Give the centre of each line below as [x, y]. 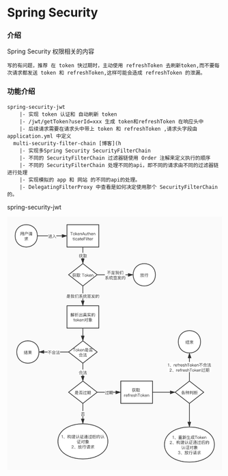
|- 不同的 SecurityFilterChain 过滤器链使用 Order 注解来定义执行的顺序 [115, 158]
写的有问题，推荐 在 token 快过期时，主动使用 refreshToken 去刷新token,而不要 [111, 66]
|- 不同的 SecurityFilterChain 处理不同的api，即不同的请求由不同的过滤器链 [119, 165]
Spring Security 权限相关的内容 [51, 51]
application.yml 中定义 [39, 136]
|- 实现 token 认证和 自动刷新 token [68, 114]
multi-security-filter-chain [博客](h [67, 143]
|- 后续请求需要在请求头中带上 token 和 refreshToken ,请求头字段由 [109, 129]
